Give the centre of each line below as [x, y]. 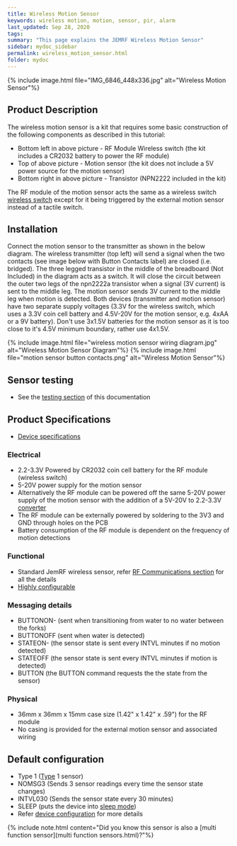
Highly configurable [46, 587]
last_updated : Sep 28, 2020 [49, 27]
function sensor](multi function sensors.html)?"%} [81, 835]
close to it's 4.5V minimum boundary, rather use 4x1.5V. [88, 329]
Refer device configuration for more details [80, 814]
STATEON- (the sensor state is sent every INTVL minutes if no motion [119, 643]
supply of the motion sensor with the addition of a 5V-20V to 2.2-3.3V [119, 501]
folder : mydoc [28, 60]
